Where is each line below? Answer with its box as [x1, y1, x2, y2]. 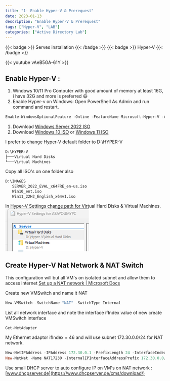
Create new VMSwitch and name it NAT [5, 290, 88, 296]
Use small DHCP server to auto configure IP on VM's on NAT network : [5, 365, 153, 371]
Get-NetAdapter [5, 325, 37, 330]
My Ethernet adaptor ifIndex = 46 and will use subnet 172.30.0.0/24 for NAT [5, 334, 163, 340]
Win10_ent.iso [12, 188, 42, 194]
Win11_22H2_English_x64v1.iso [12, 194, 76, 199]
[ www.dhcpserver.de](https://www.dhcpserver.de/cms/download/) [5, 370, 145, 376]
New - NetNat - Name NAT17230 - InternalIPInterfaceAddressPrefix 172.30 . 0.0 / [5, 356, 166, 361]
